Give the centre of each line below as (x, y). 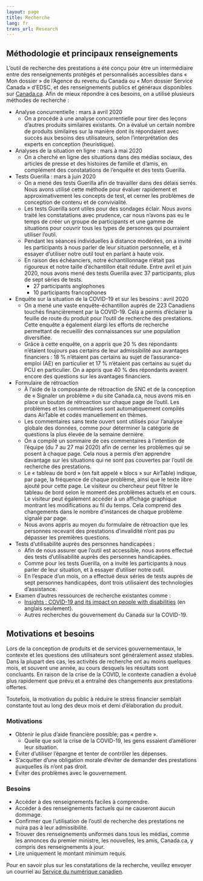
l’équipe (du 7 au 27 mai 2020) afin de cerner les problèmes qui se (107, 447)
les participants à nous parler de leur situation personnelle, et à (103, 248)
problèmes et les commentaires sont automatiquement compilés (104, 409)
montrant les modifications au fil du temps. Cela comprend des (103, 505)
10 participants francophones (70, 292)
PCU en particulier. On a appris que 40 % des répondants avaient (106, 370)
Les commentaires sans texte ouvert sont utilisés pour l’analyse (103, 422)
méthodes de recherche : (38, 100)
